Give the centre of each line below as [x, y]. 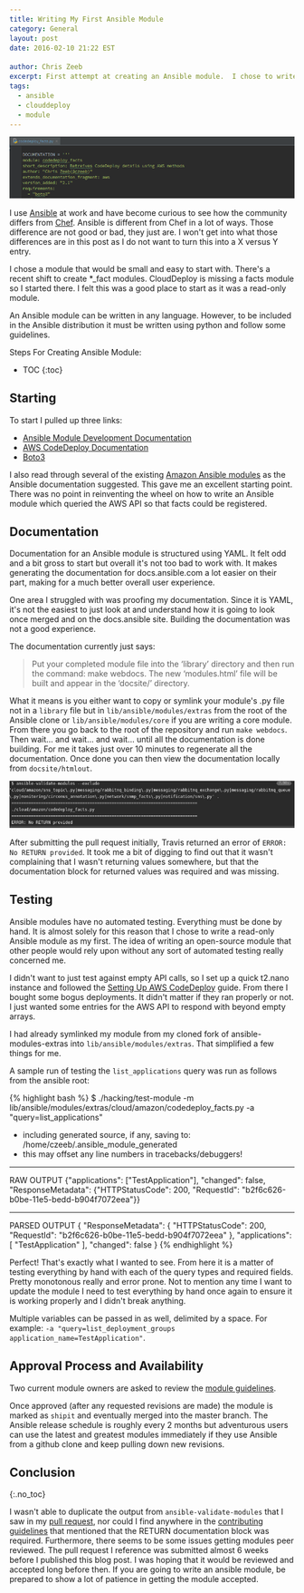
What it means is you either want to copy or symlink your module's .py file [147, 701]
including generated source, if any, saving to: [107, 1134]
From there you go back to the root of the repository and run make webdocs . [148, 730]
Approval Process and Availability [106, 1366]
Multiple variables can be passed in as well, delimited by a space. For [138, 1318]
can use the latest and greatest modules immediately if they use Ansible [143, 1434]
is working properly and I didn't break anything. [98, 1300]
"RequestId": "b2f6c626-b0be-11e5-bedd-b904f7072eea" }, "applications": [151, 1235]
